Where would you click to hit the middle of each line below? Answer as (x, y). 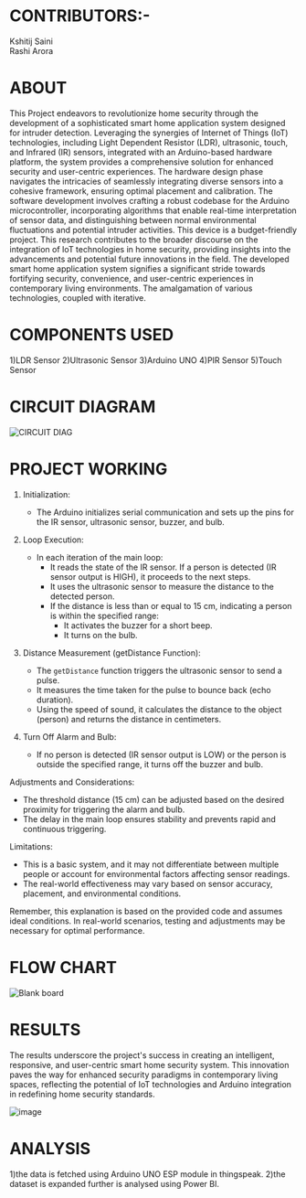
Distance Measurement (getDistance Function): (111, 652)
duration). (55, 700)
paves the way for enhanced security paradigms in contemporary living (144, 1075)
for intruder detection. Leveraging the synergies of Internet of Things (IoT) (149, 133)
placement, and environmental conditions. (102, 893)
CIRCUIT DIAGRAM (83, 407)
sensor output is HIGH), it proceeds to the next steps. (150, 576)
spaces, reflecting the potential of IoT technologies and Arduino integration (151, 1084)
